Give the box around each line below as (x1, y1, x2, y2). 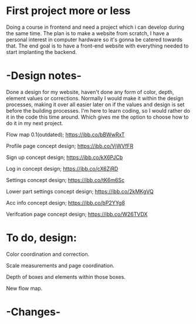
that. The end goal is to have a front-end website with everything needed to (6, 42, 189, 49)
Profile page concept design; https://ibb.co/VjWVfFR (6, 142, 134, 149)
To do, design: (6, 231, 77, 245)
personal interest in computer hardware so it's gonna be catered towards (6, 36, 183, 43)
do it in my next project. (6, 119, 63, 127)
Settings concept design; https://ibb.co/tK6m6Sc (6, 176, 125, 183)
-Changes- (6, 305, 61, 318)
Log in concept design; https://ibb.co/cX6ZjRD (6, 165, 119, 172)
